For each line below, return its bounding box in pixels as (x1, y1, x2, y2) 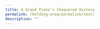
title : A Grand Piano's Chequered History (5, 7, 95, 12)
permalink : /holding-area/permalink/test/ (5, 12, 95, 17)
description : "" (5, 16, 39, 21)
